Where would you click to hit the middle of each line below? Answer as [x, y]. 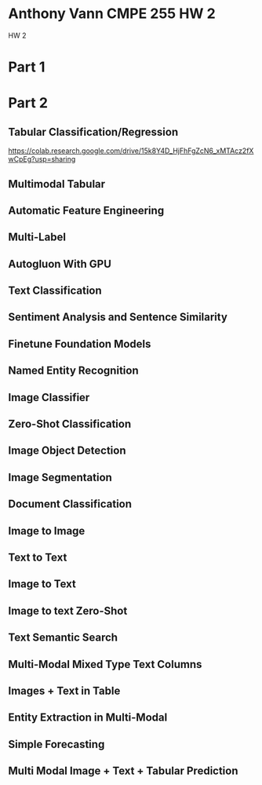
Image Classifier [49, 397]
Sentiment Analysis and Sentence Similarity [118, 318]
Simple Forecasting [56, 744]
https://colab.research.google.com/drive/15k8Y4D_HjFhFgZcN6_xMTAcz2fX [131, 151]
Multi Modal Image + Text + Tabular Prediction [123, 771]
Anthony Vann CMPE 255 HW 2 [112, 14]
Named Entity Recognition [73, 371]
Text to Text [38, 557]
